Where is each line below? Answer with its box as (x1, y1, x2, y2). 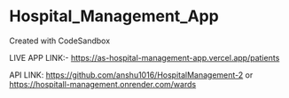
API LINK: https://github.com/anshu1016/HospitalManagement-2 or (9, 69, 254, 80)
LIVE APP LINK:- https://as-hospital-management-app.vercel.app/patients (9, 52, 280, 63)
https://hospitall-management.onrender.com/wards (9, 79, 197, 89)
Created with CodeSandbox (9, 35, 111, 46)
